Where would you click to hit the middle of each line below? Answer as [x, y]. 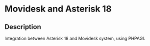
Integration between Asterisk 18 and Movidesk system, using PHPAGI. [75, 38]
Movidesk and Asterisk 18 [58, 9]
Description [23, 27]
